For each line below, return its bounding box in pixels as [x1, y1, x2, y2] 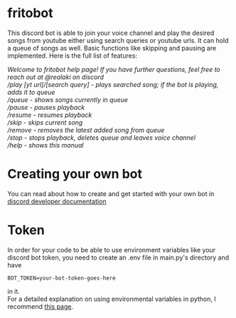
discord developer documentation [7, 197, 107, 205]
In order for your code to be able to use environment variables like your [7, 245, 216, 254]
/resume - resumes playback [7, 111, 92, 119]
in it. [7, 287, 20, 295]
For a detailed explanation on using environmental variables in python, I [7, 294, 217, 303]
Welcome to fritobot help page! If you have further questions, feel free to [7, 65, 220, 73]
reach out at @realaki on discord [7, 73, 104, 81]
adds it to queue [7, 88, 55, 96]
